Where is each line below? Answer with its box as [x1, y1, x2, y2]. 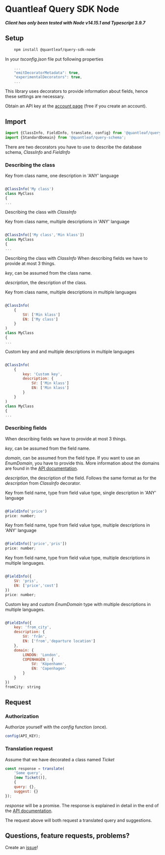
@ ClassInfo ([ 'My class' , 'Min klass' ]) [5, 233, 84, 238]
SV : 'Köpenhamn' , [31, 662, 67, 667]
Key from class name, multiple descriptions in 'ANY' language [5, 218, 130, 225]
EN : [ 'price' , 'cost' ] [14, 583, 58, 588]
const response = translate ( [5, 766, 65, 771]
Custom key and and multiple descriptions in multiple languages [5, 349, 135, 355]
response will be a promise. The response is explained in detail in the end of [5, 802, 159, 808]
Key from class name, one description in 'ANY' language [5, 173, 119, 178]
